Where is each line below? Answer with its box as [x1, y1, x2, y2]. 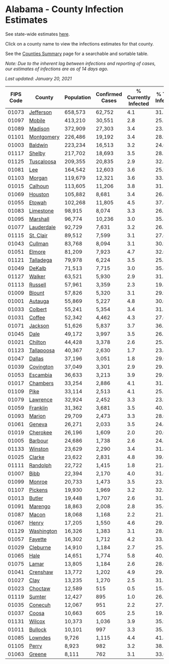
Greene [29, 650, 47, 657]
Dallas [29, 355, 44, 362]
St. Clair [29, 231, 48, 239]
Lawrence [29, 396, 53, 403]
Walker [29, 273, 46, 280]
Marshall [29, 215, 49, 222]
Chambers [29, 380, 54, 387]
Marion [29, 412, 46, 419]
